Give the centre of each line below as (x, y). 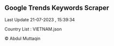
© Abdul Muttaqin (23, 38)
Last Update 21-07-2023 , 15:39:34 (40, 19)
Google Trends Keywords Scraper (57, 8)
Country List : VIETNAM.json (33, 29)
